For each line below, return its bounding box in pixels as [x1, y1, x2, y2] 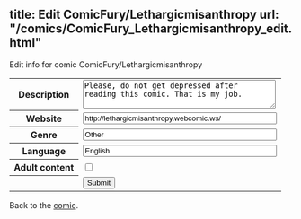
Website [25, 112, 63, 125]
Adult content [13, 162, 75, 174]
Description [18, 89, 70, 101]
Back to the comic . [9, 199, 79, 210]
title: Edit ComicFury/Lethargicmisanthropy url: [9, 7, 279, 22]
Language [22, 145, 66, 158]
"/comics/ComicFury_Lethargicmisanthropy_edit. [9, 22, 293, 37]
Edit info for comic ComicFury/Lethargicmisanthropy [9, 58, 203, 70]
